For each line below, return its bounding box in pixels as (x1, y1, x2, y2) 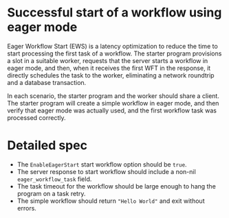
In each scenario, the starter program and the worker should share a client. (7, 91, 220, 100)
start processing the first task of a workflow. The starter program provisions (7, 49, 222, 58)
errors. (17, 204, 36, 212)
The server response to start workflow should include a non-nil (17, 167, 196, 175)
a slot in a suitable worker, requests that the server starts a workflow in (7, 56, 208, 64)
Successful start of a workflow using (7, 5, 222, 21)
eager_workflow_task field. (17, 175, 92, 183)
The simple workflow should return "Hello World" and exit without (17, 197, 205, 205)
